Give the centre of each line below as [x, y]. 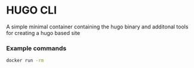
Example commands [36, 48]
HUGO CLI [32, 10]
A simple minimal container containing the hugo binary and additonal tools [97, 27]
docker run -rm [25, 61]
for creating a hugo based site [43, 33]
